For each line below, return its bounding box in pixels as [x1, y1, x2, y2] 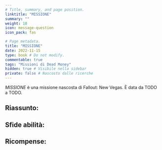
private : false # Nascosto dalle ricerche [5, 71, 93, 76]
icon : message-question [5, 26, 54, 30]
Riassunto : [5, 104, 39, 112]
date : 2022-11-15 [5, 48, 41, 53]
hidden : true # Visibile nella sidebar [5, 66, 87, 71]
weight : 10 [5, 21, 27, 26]
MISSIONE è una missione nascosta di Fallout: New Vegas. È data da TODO [5, 85, 157, 90]
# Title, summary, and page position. [5, 7, 84, 12]
